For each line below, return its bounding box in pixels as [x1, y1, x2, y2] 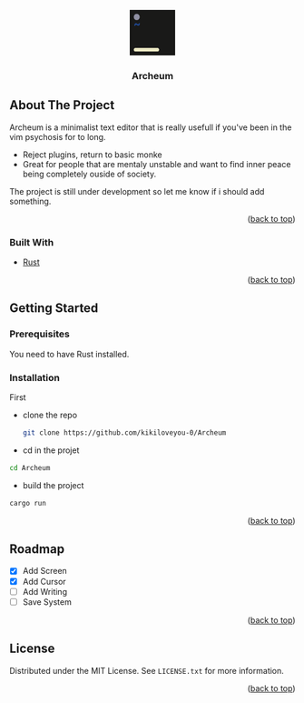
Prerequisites [9, 327, 70, 340]
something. [9, 196, 52, 206]
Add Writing [22, 586, 68, 597]
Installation [9, 371, 61, 384]
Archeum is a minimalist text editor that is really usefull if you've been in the [9, 122, 292, 133]
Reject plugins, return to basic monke [22, 149, 162, 160]
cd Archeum [9, 463, 51, 472]
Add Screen [22, 566, 68, 577]
